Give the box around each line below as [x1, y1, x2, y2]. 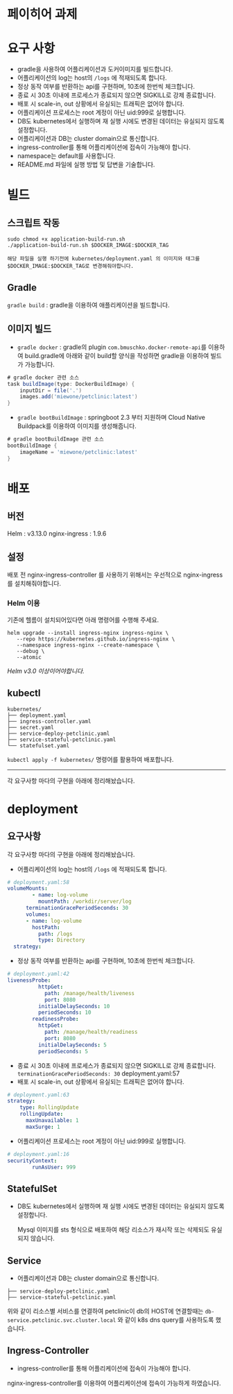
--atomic [16, 654, 42, 661]
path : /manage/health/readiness [44, 1028, 138, 1036]
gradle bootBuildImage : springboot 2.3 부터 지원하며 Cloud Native [17, 414, 206, 422]
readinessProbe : [32, 1016, 79, 1023]
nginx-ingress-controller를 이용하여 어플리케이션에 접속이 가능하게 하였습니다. [7, 1379, 221, 1387]
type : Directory [37, 937, 85, 944]
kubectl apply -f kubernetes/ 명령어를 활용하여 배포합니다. [7, 755, 174, 763]
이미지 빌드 [7, 323, 52, 335]
